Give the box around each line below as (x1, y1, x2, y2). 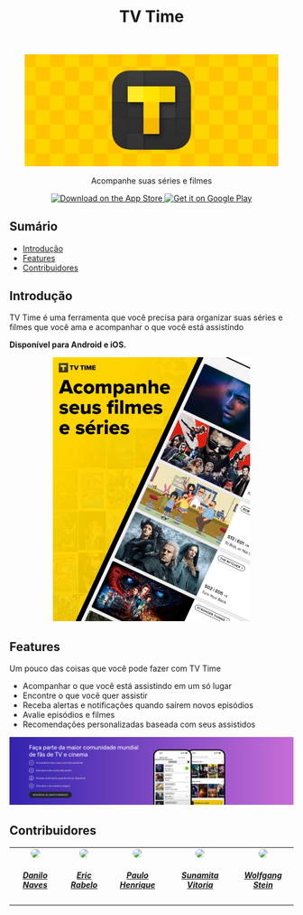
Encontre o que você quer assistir (22, 690, 149, 702)
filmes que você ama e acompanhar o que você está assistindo (9, 322, 244, 333)
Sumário (9, 219, 59, 234)
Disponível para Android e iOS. (9, 339, 127, 350)
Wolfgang (243, 870, 282, 881)
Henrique (119, 880, 156, 891)
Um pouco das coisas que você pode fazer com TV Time (9, 663, 221, 674)
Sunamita (181, 870, 219, 881)
